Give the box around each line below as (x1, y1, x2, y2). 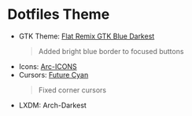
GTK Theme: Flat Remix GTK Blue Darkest (18, 31, 155, 41)
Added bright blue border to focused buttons (38, 46, 184, 56)
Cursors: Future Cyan (18, 70, 89, 79)
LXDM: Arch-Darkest (18, 100, 87, 110)
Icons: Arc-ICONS (18, 61, 77, 71)
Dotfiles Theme (7, 5, 110, 24)
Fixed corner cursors (38, 85, 107, 95)
